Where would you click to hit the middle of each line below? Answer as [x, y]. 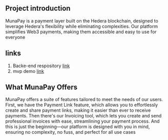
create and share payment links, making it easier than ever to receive [78, 110]
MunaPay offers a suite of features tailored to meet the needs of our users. [84, 99]
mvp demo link [28, 71]
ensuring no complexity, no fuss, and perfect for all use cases [70, 132]
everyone [15, 37]
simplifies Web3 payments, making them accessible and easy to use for [81, 32]
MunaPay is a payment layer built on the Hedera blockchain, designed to [82, 21]
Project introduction [38, 8]
